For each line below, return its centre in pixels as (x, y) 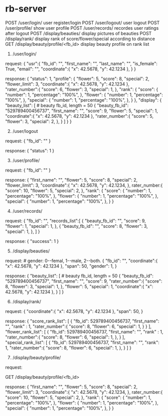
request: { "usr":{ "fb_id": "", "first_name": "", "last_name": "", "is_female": (81, 63)
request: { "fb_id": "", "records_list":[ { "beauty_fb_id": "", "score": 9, (76, 221)
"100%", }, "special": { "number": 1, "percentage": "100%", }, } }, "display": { (83, 100)
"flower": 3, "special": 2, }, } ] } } (38, 121)
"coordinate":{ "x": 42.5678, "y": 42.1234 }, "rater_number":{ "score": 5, (79, 116)
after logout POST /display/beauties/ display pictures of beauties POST (78, 33)
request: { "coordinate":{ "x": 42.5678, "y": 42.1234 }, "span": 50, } (74, 311)
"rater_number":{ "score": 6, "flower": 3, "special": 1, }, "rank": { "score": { (82, 89)
